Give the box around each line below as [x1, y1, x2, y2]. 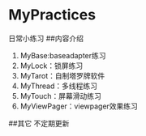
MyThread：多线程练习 [19, 81, 97, 91]
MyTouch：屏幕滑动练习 [19, 91, 101, 100]
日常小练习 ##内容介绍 [8, 33, 84, 43]
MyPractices [8, 6, 96, 24]
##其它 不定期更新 [8, 118, 70, 128]
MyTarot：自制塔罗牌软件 [19, 70, 105, 80]
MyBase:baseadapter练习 [19, 50, 107, 60]
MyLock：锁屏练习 [19, 61, 84, 70]
